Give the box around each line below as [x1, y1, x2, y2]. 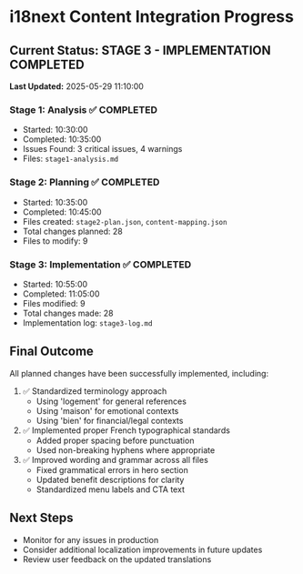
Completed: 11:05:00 [22, 288, 100, 299]
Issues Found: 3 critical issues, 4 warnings [22, 144, 183, 155]
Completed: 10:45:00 [22, 206, 102, 217]
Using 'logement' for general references [35, 396, 187, 407]
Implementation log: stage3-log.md [22, 317, 153, 328]
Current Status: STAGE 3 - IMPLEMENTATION [9, 43, 271, 58]
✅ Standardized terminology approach [22, 385, 167, 397]
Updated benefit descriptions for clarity [35, 474, 185, 485]
